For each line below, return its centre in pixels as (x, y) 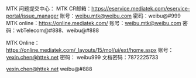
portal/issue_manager (32, 16)
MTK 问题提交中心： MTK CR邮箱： (49, 8)
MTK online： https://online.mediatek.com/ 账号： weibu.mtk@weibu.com (94, 23)
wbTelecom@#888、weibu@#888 (58, 30)
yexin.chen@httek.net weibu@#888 (49, 69)
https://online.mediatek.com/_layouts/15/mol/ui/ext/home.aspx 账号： (90, 50)
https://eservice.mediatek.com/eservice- (141, 8)
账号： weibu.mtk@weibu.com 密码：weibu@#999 (121, 16)
